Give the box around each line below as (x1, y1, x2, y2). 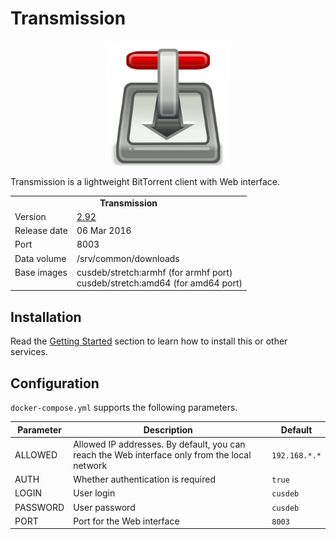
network (73, 459, 108, 471)
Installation (10, 308, 82, 326)
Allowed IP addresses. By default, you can (73, 438, 246, 450)
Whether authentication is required (73, 473, 216, 486)
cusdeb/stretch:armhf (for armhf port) (76, 266, 233, 278)
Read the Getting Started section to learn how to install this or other (10, 335, 288, 347)
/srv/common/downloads (76, 252, 180, 264)
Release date (14, 225, 68, 237)
